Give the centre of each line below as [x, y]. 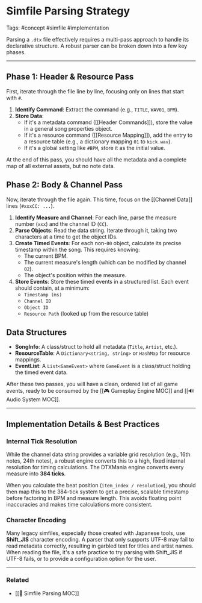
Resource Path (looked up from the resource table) [86, 313]
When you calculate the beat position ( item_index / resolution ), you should [101, 486]
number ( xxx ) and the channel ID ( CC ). [61, 223]
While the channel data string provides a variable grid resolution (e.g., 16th [98, 455]
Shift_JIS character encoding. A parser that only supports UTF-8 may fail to [100, 540]
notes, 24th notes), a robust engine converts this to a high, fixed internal [96, 461]
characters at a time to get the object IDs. [66, 237]
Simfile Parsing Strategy [68, 11]
